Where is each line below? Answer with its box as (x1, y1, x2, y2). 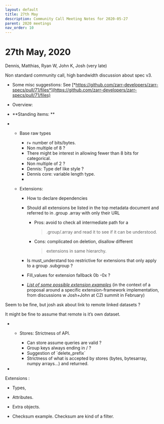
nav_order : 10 (5, 26, 34, 30)
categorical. (26, 156, 51, 161)
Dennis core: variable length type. (26, 171, 95, 177)
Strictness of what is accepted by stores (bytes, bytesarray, (26, 355, 147, 361)
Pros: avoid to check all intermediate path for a (34, 219, 129, 226)
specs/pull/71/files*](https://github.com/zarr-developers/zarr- (12, 87, 137, 93)
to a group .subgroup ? (26, 263, 73, 269)
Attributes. (12, 395, 34, 400)
